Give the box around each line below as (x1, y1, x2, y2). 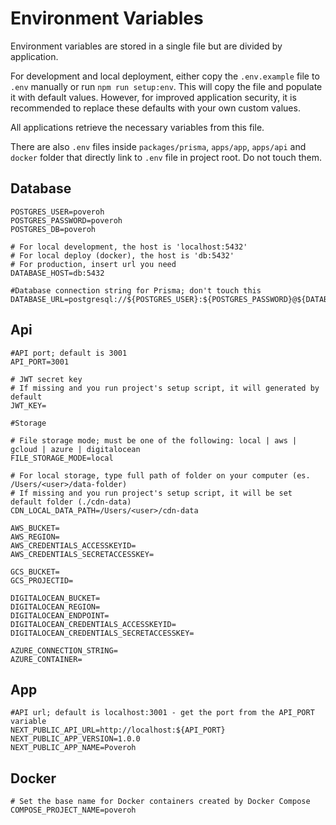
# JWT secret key (10, 374, 83, 384)
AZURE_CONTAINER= (10, 654, 83, 664)
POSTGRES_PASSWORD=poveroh (10, 215, 123, 226)
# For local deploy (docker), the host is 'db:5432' (10, 250, 235, 261)
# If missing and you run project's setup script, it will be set (10, 488, 293, 498)
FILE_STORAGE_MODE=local (10, 453, 114, 463)
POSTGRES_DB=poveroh (10, 224, 97, 234)
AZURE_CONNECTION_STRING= (10, 645, 118, 656)
